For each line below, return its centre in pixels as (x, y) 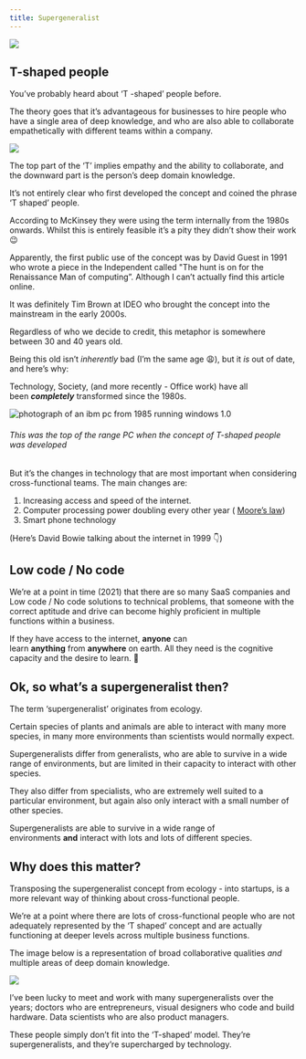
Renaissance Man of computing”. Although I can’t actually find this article (147, 277)
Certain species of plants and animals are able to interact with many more (148, 727)
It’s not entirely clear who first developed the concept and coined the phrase (153, 194)
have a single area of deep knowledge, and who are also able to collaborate (152, 121)
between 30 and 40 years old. (66, 341)
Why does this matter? (75, 867)
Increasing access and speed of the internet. (107, 500)
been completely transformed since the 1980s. (98, 396)
